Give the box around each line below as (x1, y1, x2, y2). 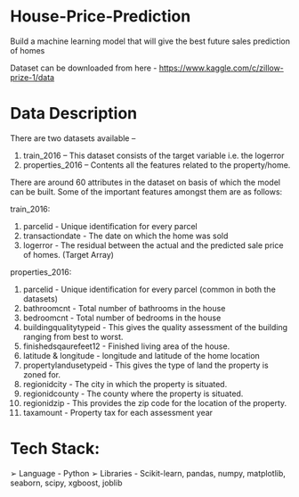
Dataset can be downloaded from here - (10, 62, 158, 73)
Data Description (10, 104, 138, 124)
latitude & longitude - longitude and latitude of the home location (22, 350, 261, 360)
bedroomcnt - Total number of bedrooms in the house (22, 312, 222, 323)
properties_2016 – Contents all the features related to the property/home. (22, 159, 291, 170)
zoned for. (22, 369, 61, 380)
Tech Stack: (10, 439, 101, 459)
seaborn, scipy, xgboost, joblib (10, 477, 123, 488)
